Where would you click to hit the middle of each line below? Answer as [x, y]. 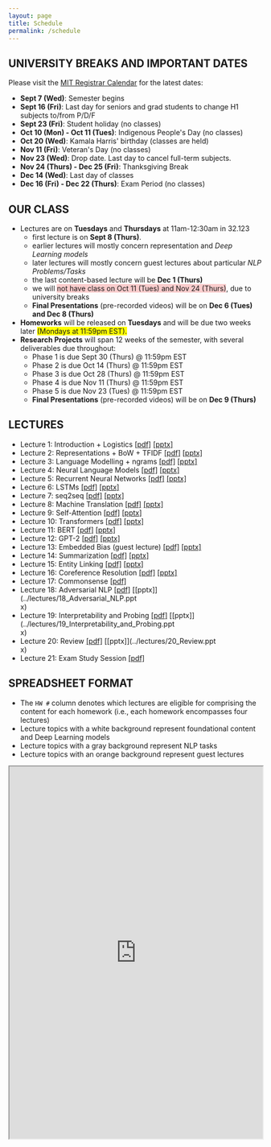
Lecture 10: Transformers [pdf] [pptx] [82, 521]
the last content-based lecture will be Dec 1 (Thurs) [117, 280]
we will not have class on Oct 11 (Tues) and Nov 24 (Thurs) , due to [142, 288]
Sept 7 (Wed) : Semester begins [72, 98]
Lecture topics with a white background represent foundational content [138, 728]
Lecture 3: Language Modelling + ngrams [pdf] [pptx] [109, 461]
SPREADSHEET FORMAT [71, 684]
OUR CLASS [39, 209]
